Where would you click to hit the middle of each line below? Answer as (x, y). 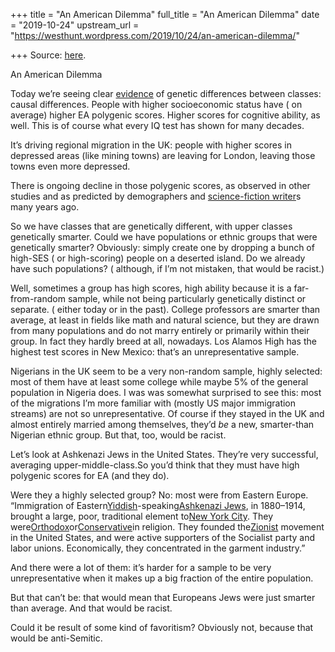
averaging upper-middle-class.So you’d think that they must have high (155, 465)
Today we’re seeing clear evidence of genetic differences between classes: (166, 93)
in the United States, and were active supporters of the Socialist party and (162, 537)
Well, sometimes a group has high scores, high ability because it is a (151, 288)
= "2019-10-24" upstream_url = (75, 25)
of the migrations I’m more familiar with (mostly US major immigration (153, 403)
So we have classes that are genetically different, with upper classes (151, 226)
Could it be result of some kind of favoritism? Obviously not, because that (162, 627)
